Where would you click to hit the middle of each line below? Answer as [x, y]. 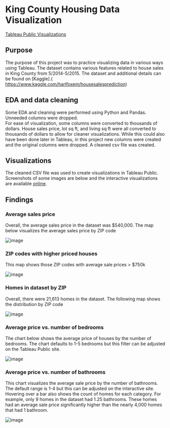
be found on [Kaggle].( [29, 79]
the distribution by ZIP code [34, 304]
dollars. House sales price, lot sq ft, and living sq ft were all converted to [81, 129]
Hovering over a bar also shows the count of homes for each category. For [83, 394]
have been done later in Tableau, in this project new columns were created [83, 139]
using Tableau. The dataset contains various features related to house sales [84, 68]
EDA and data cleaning [42, 100]
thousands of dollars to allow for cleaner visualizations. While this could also [85, 134]
